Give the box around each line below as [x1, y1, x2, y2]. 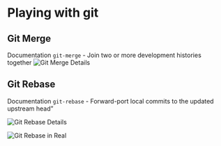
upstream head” [7, 104, 54, 113]
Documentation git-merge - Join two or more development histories [7, 51, 202, 59]
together [7, 58, 32, 67]
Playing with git [7, 5, 99, 21]
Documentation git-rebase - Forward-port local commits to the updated [7, 97, 214, 105]
